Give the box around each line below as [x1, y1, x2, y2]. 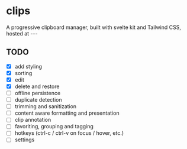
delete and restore [14, 83, 60, 90]
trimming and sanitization [14, 103, 77, 110]
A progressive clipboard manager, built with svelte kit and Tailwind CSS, [6, 24, 182, 31]
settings [14, 136, 35, 143]
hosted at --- [6, 30, 38, 37]
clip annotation [14, 116, 51, 124]
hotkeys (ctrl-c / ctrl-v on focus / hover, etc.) [14, 129, 124, 137]
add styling [14, 63, 43, 70]
